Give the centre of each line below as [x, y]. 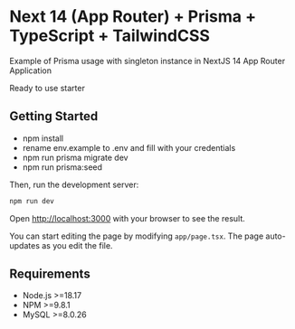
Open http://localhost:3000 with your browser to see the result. [128, 218]
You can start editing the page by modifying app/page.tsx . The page [137, 236]
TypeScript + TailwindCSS [110, 36]
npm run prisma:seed [62, 167]
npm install [43, 138]
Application [31, 70]
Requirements [50, 274]
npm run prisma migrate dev [75, 157]
